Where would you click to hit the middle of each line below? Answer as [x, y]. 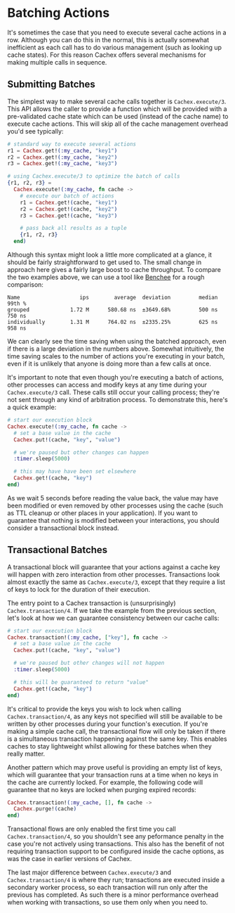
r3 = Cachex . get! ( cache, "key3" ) [69, 216]
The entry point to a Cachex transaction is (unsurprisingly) [92, 603]
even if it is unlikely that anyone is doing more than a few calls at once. [109, 364]
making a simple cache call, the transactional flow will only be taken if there [116, 731]
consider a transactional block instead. [63, 528]
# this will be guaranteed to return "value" [81, 682]
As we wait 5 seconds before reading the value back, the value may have [113, 498]
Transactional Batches [58, 550]
